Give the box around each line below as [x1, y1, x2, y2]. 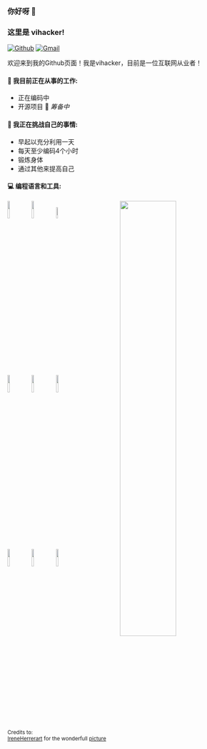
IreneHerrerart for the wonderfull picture [7, 735, 106, 742]
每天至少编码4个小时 [17, 146, 79, 155]
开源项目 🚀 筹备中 [17, 102, 70, 111]
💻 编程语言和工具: [7, 182, 62, 191]
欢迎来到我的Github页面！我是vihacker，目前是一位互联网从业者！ [7, 59, 202, 67]
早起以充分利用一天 [17, 137, 75, 146]
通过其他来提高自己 [17, 164, 75, 173]
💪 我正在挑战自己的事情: [7, 120, 79, 129]
